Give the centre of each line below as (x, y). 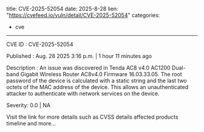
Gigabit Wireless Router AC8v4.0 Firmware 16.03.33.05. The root (101, 74)
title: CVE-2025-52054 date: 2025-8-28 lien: (62, 9)
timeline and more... (31, 123)
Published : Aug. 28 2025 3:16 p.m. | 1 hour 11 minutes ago (79, 56)
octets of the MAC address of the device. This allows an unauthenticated (97, 87)
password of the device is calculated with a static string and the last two (97, 81)
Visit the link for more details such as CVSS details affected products (92, 117)
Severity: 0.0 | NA (28, 105)
